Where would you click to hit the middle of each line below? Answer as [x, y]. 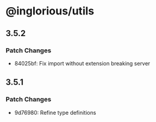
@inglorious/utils [50, 11]
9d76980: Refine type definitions [55, 112]
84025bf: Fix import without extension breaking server [82, 63]
